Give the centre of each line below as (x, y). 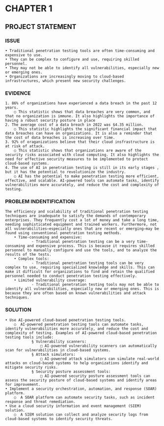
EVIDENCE (18, 93)
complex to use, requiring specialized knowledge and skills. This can (80, 267)
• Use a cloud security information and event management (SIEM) (73, 406)
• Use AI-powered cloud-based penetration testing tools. (66, 320)
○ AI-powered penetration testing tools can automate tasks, (79, 324)
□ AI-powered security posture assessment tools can (95, 376)
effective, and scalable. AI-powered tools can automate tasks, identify (82, 181)
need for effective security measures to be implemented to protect (77, 159)
